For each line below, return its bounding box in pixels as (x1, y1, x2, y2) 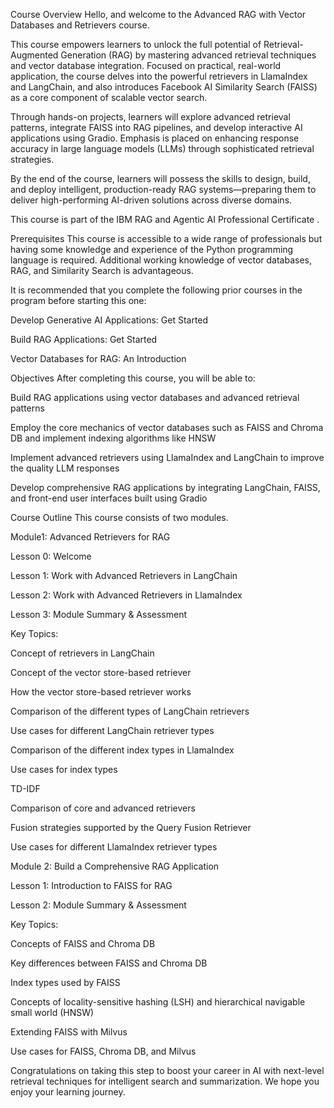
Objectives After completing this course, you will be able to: (10, 372, 256, 384)
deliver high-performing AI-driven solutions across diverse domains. (10, 194, 293, 206)
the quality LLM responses (10, 462, 120, 474)
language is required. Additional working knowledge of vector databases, (10, 254, 312, 266)
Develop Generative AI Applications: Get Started (10, 314, 209, 326)
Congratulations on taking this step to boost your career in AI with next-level (10, 1065, 325, 1076)
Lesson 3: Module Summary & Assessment (10, 609, 188, 620)
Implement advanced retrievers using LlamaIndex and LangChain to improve (10, 452, 325, 463)
